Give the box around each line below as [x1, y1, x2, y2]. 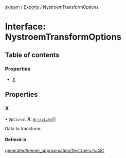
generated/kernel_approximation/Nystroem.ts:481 [5, 147, 105, 153]
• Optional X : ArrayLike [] [5, 116, 56, 122]
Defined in [5, 137, 27, 142]
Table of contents [5, 51, 59, 59]
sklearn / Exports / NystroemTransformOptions [5, 4, 99, 10]
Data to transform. [5, 125, 42, 131]
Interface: [5, 21, 46, 32]
